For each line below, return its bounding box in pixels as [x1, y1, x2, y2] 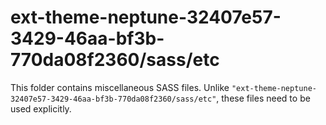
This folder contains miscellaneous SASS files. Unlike [10, 81, 230, 93]
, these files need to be [216, 92, 311, 104]
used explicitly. [10, 102, 72, 115]
